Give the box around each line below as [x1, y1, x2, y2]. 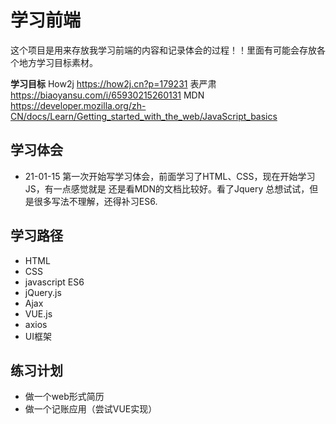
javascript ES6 [24, 276, 85, 288]
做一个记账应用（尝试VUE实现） [24, 403, 158, 415]
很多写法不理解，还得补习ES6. [33, 195, 158, 207]
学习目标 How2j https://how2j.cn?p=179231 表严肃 [10, 77, 217, 90]
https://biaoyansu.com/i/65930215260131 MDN [10, 89, 205, 101]
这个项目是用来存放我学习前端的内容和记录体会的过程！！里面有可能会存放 [10, 44, 317, 56]
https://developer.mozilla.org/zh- [10, 99, 147, 111]
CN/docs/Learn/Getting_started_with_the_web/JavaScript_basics [10, 110, 278, 122]
